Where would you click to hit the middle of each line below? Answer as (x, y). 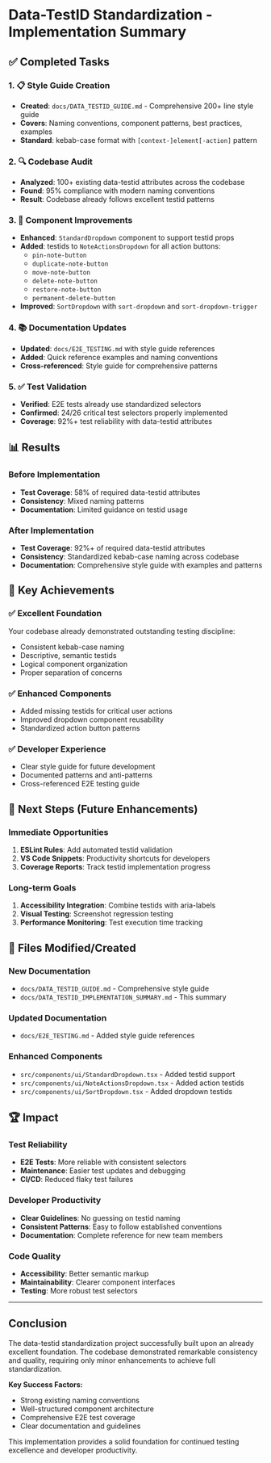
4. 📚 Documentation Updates (67, 328)
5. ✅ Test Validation (48, 387)
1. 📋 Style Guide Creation (59, 85)
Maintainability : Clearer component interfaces (98, 1282)
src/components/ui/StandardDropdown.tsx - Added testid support (127, 1074)
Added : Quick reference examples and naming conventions (119, 357)
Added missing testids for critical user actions (96, 711)
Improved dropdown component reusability (92, 719)
